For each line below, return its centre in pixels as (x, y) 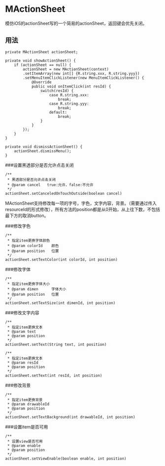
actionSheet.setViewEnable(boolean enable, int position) (66, 459)
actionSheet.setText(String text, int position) (56, 344)
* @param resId (23, 363)
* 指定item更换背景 (25, 400)
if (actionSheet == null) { (43, 65)
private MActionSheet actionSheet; (42, 52)
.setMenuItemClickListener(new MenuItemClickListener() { (83, 78)
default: (58, 112)
